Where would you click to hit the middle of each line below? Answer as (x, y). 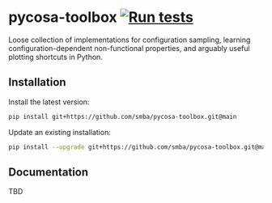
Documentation (49, 172)
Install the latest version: (49, 102)
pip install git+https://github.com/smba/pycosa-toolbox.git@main (123, 116)
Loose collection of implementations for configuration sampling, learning (130, 40)
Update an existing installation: (59, 132)
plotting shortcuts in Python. (55, 57)
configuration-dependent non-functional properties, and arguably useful (130, 48)
